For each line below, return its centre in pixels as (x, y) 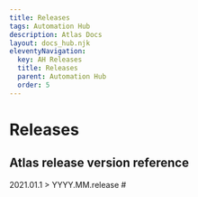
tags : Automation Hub (50, 26)
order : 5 (34, 85)
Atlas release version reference (99, 163)
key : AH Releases (50, 60)
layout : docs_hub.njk (50, 43)
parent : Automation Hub (62, 77)
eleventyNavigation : (48, 52)
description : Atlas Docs (56, 34)
